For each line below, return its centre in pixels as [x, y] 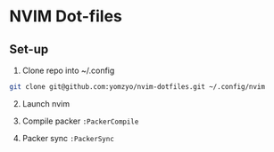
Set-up [29, 49]
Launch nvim [46, 103]
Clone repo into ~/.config [68, 70]
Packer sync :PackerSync [68, 138]
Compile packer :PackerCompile [80, 121]
